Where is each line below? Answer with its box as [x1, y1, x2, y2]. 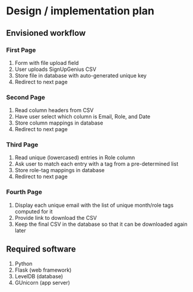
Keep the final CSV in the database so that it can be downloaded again [14, 220, 188, 228]
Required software [6, 244, 76, 254]
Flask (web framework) [14, 266, 72, 274]
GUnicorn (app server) [14, 279, 70, 286]
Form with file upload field [14, 59, 79, 66]
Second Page [6, 93, 46, 101]
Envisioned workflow [6, 28, 86, 38]
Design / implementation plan [6, 4, 154, 18]
